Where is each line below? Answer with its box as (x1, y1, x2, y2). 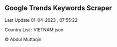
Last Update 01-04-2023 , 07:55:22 (4, 17, 78, 23)
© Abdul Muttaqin (4, 36, 42, 42)
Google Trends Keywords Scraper (4, 4, 112, 12)
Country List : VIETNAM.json (4, 27, 63, 33)
